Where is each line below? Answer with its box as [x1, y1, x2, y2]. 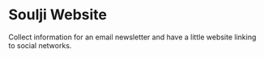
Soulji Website [8, 6, 108, 24]
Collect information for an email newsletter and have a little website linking [8, 32, 257, 42]
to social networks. [8, 40, 72, 50]
